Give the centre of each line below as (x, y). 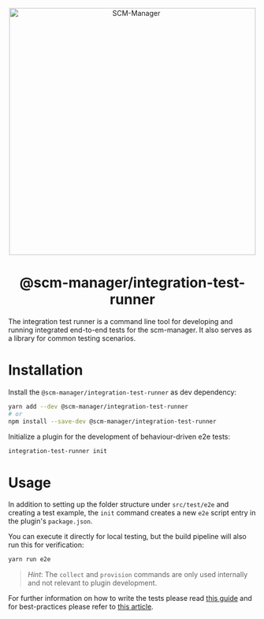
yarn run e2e (30, 560)
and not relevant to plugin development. (92, 583)
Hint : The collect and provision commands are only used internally (138, 575)
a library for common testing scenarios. (72, 338)
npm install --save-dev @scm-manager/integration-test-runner (112, 421)
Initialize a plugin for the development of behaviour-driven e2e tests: (119, 436)
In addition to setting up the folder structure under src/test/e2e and (119, 504)
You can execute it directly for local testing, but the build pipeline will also (127, 537)
